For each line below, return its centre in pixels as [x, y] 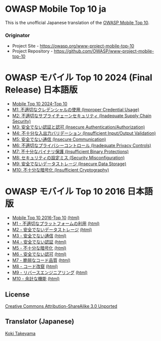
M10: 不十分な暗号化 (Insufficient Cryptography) [60, 170]
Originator [18, 35]
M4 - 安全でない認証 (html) [39, 242]
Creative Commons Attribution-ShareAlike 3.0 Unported [61, 306]
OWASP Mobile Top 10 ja [56, 9]
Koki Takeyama [20, 333]
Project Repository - [32, 51]
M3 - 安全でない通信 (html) [39, 236]
